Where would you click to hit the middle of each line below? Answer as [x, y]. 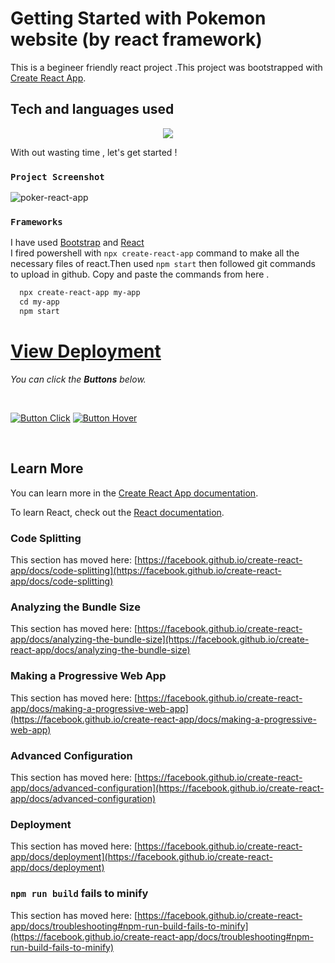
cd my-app [39, 302]
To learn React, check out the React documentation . [117, 512]
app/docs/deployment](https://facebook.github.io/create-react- [141, 857]
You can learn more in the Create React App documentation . [134, 493]
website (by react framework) [136, 39]
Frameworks [36, 221]
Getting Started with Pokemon [138, 18]
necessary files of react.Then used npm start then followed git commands [163, 264]
